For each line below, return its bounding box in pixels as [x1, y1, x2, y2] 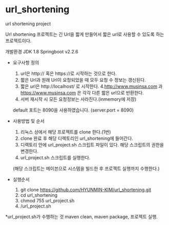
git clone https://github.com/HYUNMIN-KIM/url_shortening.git [20, 186, 152, 193]
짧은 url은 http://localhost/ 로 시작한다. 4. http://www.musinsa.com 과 [20, 83, 163, 89]
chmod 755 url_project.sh [20, 197, 75, 203]
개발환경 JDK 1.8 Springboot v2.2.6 [5, 48, 78, 54]
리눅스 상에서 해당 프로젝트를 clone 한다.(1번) [20, 128, 111, 135]
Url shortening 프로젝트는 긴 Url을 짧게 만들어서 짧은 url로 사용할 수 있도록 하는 [5, 31, 164, 37]
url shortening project [5, 21, 51, 27]
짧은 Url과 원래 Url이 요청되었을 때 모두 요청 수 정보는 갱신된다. [20, 77, 146, 83]
